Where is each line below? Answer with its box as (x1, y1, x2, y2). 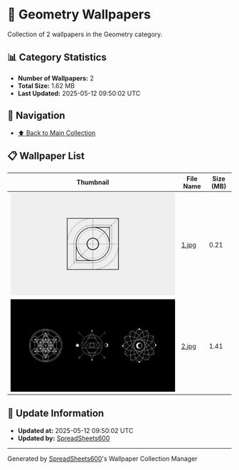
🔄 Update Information (7, 407, 105, 420)
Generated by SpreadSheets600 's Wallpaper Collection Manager (7, 454, 198, 463)
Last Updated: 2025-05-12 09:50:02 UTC (17, 89, 141, 97)
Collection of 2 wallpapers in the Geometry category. (7, 30, 163, 38)
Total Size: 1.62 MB (17, 81, 75, 90)
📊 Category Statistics (7, 51, 107, 63)
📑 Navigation (7, 110, 65, 122)
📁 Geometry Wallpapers (7, 6, 152, 23)
